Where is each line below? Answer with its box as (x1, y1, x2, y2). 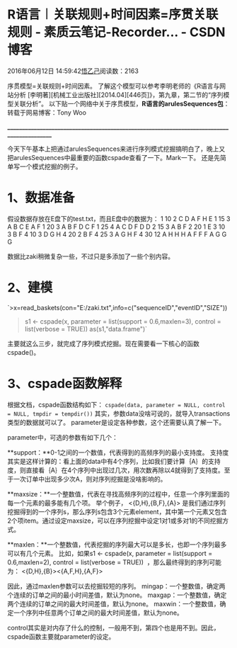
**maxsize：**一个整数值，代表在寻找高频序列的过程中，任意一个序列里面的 (7, 489, 230, 498)
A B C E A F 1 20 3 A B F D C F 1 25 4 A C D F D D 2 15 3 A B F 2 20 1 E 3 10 (7, 222, 226, 231)
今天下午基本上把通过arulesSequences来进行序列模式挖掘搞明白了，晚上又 (7, 144, 226, 153)
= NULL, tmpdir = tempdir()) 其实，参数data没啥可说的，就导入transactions (7, 409, 231, 418)
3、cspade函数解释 (7, 376, 122, 392)
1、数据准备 (7, 190, 76, 206)
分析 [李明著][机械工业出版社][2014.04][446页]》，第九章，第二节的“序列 (13, 90, 224, 99)
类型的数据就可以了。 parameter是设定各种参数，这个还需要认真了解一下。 (7, 418, 225, 426)
